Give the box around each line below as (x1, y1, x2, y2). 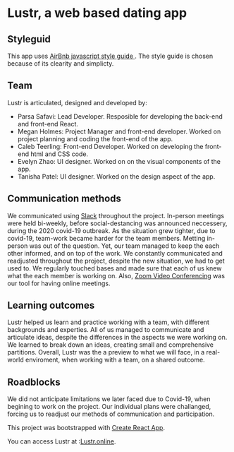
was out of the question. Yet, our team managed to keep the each (29, 242, 220, 250)
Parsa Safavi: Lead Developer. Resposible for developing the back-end (17, 112, 223, 121)
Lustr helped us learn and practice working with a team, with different (7, 318, 210, 326)
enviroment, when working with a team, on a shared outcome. (25, 355, 206, 364)
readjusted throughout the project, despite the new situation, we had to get (7, 256, 225, 265)
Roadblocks (7, 376, 61, 388)
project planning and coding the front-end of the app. (17, 134, 173, 143)
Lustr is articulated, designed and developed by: (7, 98, 148, 107)
